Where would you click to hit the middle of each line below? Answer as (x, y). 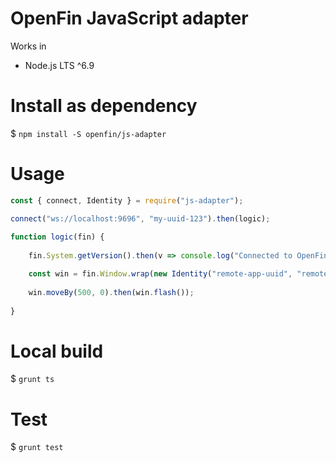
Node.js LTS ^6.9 (59, 65)
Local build (57, 351)
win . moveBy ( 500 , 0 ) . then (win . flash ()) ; (111, 292)
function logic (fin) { (57, 237)
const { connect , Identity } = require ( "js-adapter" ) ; (127, 200)
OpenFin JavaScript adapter (129, 18)
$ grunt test (37, 447)
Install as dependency (104, 106)
